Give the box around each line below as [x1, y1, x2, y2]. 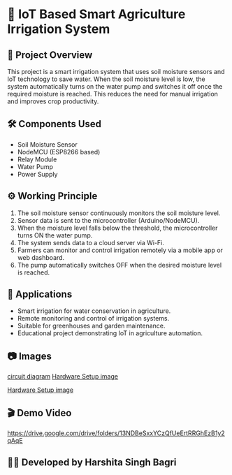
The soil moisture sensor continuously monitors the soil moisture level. [17, 209, 221, 217]
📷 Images [7, 350, 52, 362]
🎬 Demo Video [7, 407, 72, 418]
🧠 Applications [7, 288, 73, 300]
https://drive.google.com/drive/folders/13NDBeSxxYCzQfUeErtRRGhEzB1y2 [7, 429, 225, 437]
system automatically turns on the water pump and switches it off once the [7, 82, 223, 90]
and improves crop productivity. [7, 97, 99, 105]
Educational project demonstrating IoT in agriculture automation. [17, 329, 203, 337]
